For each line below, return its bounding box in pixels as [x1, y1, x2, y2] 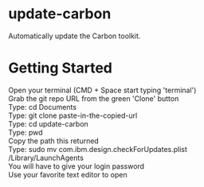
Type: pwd [8, 127, 43, 137]
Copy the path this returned [8, 136, 100, 146]
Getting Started [8, 59, 113, 77]
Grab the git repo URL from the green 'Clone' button [8, 93, 179, 103]
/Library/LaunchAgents [8, 153, 84, 162]
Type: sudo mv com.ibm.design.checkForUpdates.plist [8, 144, 187, 154]
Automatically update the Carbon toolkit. [8, 31, 141, 41]
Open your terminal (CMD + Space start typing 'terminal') [8, 85, 197, 95]
